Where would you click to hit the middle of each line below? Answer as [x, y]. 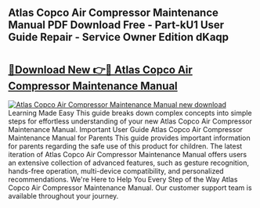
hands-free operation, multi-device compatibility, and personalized [116, 171]
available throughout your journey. [63, 196]
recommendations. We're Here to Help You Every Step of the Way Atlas [123, 179]
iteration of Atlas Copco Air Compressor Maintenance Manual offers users [128, 154]
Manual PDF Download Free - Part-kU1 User [116, 25]
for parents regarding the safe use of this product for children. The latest [125, 146]
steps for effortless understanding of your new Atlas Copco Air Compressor [130, 121]
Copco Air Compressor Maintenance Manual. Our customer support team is [130, 188]
